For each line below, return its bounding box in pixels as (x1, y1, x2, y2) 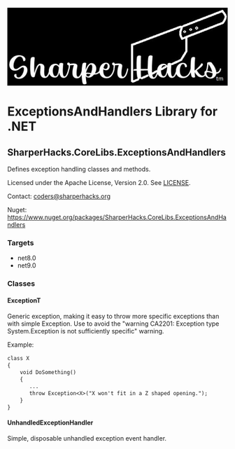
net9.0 (17, 261, 36, 270)
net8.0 (17, 254, 36, 263)
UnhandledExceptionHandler (7, 418, 94, 427)
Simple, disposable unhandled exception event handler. (7, 434, 166, 442)
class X (7, 354, 30, 361)
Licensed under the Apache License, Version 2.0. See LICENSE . (7, 179, 191, 187)
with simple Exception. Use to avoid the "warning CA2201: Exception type (7, 319, 220, 328)
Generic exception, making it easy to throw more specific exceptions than (7, 312, 220, 320)
